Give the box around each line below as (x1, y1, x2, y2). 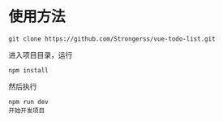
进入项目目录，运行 (8, 50, 73, 59)
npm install (8, 66, 49, 74)
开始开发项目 (8, 107, 45, 115)
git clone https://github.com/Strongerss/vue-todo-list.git (8, 34, 217, 43)
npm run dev (8, 98, 49, 106)
